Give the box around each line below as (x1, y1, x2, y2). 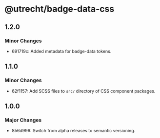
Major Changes (4, 117, 42, 123)
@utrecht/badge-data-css (4, 3, 115, 15)
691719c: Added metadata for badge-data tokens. (11, 48, 112, 54)
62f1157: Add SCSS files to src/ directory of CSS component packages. (11, 88, 156, 94)
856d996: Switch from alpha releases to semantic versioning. (11, 128, 136, 134)
